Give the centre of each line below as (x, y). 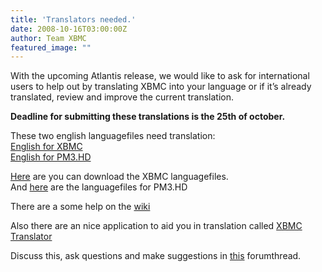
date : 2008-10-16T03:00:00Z (69, 29)
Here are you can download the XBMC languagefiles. (119, 177)
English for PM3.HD (51, 157)
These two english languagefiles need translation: (113, 136)
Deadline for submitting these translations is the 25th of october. (148, 117)
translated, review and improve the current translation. (122, 97)
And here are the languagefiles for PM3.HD (99, 187)
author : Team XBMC (48, 38)
